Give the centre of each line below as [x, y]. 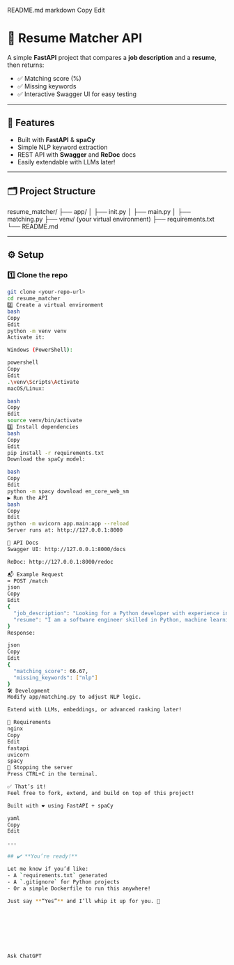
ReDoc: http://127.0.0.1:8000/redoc [60, 562]
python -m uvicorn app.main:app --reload [68, 524]
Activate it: [26, 337]
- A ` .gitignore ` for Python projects [63, 882]
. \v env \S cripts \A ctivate [43, 382]
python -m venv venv [37, 331]
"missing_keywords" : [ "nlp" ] [56, 678]
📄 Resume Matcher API [75, 38]
